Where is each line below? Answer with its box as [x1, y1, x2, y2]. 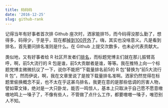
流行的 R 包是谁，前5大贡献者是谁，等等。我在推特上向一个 [34, 60, 156, 66]
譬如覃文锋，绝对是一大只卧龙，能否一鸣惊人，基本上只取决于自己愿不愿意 [5, 85, 158, 91]
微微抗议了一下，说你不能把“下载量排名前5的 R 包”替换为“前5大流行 [22, 66, 161, 72]
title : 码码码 [5, 7, 32, 12]
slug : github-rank [5, 16, 43, 21]
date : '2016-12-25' [5, 12, 46, 17]
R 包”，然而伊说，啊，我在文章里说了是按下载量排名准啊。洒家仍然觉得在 [5, 73, 156, 79]
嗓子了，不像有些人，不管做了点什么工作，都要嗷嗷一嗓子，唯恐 [26, 91, 158, 97]
